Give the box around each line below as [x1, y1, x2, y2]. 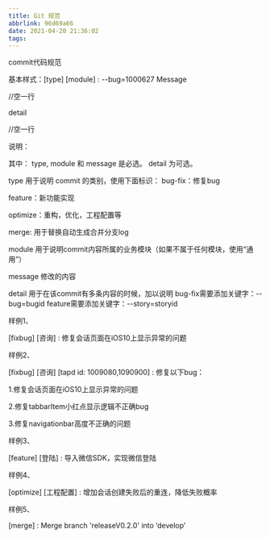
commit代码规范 [8, 57, 62, 67]
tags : [8, 34, 27, 43]
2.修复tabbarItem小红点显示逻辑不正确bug [8, 402, 149, 411]
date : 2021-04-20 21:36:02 [8, 27, 99, 35]
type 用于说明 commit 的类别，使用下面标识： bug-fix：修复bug [8, 176, 220, 186]
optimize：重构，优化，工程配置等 [8, 211, 123, 220]
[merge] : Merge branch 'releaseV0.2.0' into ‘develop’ [8, 521, 186, 531]
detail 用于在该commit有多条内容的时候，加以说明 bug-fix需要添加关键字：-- [8, 289, 263, 298]
